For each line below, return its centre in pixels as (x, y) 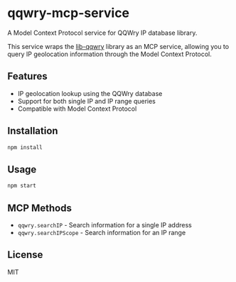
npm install (25, 147)
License (25, 255)
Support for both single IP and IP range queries (87, 101)
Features (27, 76)
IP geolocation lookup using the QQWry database (90, 93)
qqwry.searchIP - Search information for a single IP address (104, 224)
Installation (33, 131)
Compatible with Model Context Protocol (77, 109)
